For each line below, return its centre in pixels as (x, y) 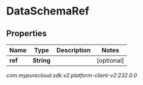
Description (74, 50)
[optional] (110, 60)
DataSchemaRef (48, 11)
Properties (27, 33)
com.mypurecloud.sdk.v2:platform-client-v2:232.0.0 (72, 75)
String (41, 60)
